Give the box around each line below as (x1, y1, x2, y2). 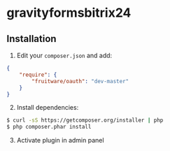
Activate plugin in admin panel (16, 136, 104, 145)
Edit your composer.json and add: (16, 51, 113, 59)
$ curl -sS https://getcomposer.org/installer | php (6, 117, 164, 124)
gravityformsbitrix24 (6, 5, 132, 21)
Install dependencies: (16, 103, 79, 112)
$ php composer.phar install (6, 124, 92, 131)
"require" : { (19, 71, 57, 78)
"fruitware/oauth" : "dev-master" (31, 78, 129, 85)
